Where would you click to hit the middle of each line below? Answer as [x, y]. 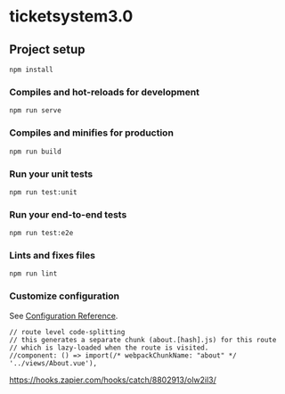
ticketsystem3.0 [71, 16]
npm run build [36, 152]
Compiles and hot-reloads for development [105, 92]
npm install [31, 70]
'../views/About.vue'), [53, 363]
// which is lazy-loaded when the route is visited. [109, 348]
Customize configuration [65, 296]
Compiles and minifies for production [91, 133]
